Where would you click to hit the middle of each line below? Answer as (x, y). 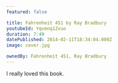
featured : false (27, 12)
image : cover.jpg (28, 45)
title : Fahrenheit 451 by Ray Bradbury (57, 23)
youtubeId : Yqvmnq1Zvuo (36, 28)
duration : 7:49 (25, 34)
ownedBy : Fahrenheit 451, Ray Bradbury (57, 56)
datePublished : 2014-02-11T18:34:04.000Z (59, 40)
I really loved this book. (35, 73)
